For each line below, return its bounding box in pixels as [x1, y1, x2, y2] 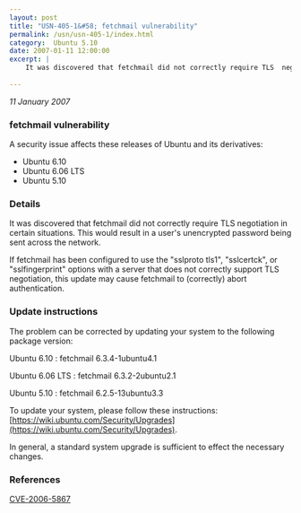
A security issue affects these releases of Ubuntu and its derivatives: [9, 139, 263, 150]
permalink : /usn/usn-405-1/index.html [9, 30, 154, 39]
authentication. [9, 283, 65, 294]
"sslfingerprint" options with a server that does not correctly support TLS [9, 264, 279, 274]
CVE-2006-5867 [9, 493, 72, 504]
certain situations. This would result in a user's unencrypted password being [9, 228, 292, 239]
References [9, 473, 61, 485]
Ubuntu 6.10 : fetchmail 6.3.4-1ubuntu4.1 [9, 352, 158, 363]
